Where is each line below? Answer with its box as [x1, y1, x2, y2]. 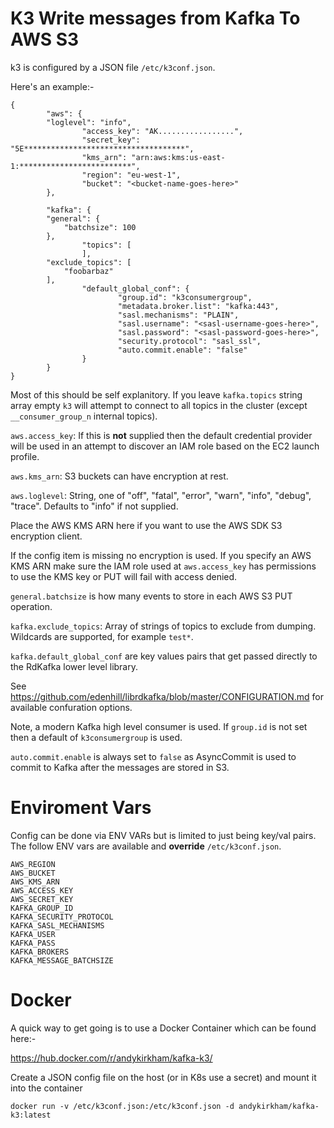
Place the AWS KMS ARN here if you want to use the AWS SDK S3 [10, 519, 283, 531]
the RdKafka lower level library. [10, 660, 138, 672]
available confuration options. [10, 701, 133, 713]
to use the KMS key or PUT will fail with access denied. [10, 570, 238, 582]
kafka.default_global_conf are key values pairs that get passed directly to [10, 650, 318, 662]
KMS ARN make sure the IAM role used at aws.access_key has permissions [10, 560, 317, 572]
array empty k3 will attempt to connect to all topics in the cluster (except [10, 399, 308, 411]
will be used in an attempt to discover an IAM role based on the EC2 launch [10, 440, 320, 452]
